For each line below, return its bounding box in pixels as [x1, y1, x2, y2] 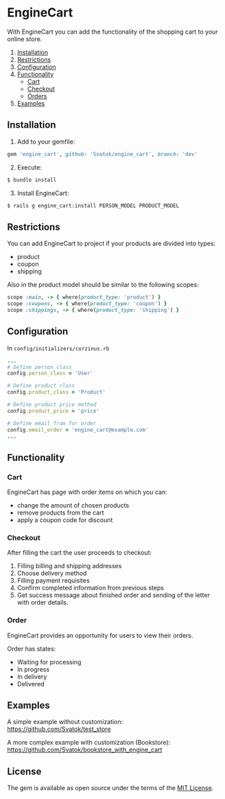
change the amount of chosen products [16, 502, 130, 510]
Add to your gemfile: [16, 137, 75, 146]
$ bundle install [7, 177, 57, 183]
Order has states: [7, 644, 56, 653]
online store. [7, 34, 43, 43]
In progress [16, 665, 50, 673]
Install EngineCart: [16, 189, 69, 197]
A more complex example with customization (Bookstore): [7, 739, 171, 747]
